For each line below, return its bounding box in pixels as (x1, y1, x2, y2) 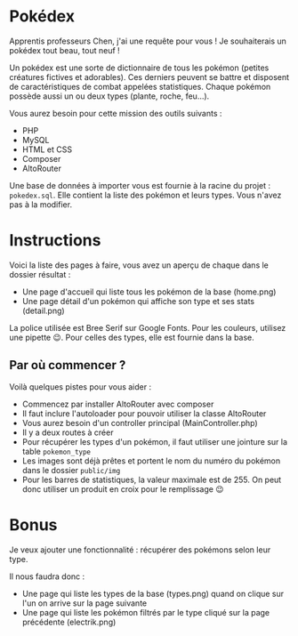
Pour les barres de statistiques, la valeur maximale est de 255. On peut (21, 474, 282, 485)
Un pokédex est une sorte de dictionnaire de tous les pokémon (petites (9, 62, 270, 73)
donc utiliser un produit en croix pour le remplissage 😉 (21, 483, 224, 495)
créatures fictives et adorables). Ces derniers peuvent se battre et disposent (9, 71, 290, 82)
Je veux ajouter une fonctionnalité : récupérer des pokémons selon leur (9, 544, 271, 555)
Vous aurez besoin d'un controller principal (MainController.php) (21, 417, 258, 428)
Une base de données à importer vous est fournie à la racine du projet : (9, 180, 271, 190)
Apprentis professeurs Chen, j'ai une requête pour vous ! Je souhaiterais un (9, 36, 287, 46)
